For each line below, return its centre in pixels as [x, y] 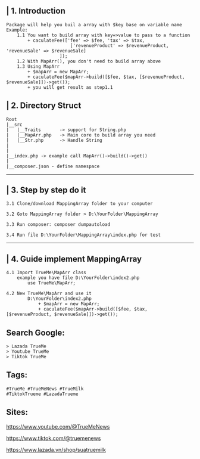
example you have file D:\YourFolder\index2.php [78, 278]
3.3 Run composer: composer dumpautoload [58, 225]
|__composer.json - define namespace [53, 166]
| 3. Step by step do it [46, 190]
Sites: [17, 412]
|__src [14, 125]
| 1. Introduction [36, 11]
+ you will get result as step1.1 [70, 87]
